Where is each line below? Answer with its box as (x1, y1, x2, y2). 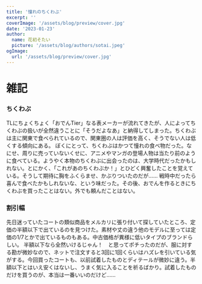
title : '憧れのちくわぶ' (6, 8, 62, 15)
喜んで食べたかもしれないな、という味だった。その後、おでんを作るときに (6, 180, 191, 187)
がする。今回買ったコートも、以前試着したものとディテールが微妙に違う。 (6, 256, 191, 263)
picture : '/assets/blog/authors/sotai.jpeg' (11, 43, 125, 49)
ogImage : (6, 48, 28, 54)
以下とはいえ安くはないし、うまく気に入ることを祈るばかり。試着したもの (11, 263, 197, 271)
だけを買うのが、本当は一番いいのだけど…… (6, 271, 116, 279)
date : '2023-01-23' (6, 25, 55, 32)
